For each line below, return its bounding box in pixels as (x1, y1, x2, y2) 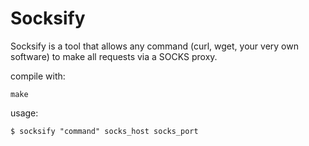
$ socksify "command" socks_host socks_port (10, 126, 199, 136)
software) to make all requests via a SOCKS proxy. (10, 50, 218, 62)
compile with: (10, 70, 66, 82)
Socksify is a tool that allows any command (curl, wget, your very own (10, 40, 299, 52)
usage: (10, 107, 39, 119)
